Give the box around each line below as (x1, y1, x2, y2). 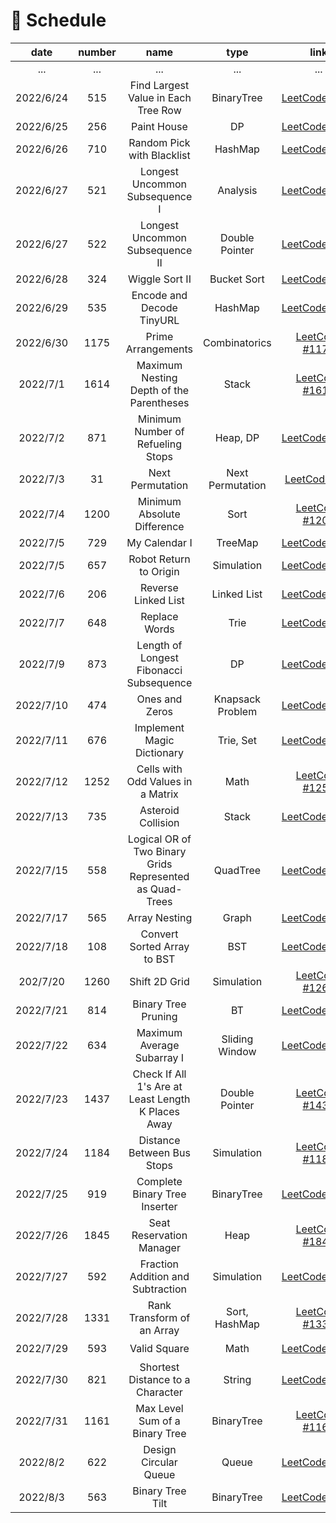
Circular (141, 1455, 178, 1469)
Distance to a (128, 1372, 191, 1386)
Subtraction (131, 1282, 187, 1296)
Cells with (136, 762, 183, 776)
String (223, 1372, 252, 1386)
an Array (139, 1323, 180, 1337)
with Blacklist (128, 148, 191, 162)
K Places (138, 1104, 180, 1118)
